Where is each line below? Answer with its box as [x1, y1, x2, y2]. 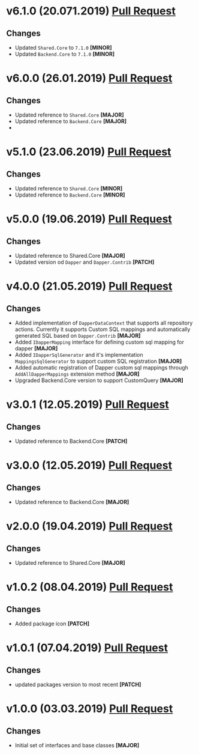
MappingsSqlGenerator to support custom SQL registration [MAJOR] [14, 357, 182, 365]
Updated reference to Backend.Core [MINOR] [14, 191, 125, 198]
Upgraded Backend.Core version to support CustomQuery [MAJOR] [14, 377, 184, 384]
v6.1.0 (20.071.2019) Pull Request [6, 4, 176, 18]
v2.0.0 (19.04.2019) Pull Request [6, 520, 173, 533]
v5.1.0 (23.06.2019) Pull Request [6, 145, 172, 159]
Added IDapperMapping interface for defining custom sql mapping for [14, 338, 185, 345]
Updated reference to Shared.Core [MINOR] [14, 185, 123, 192]
